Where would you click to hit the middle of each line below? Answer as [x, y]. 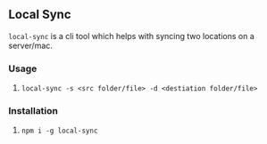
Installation [33, 111]
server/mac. [30, 45]
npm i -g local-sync [59, 131]
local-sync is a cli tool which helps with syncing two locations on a [132, 36]
